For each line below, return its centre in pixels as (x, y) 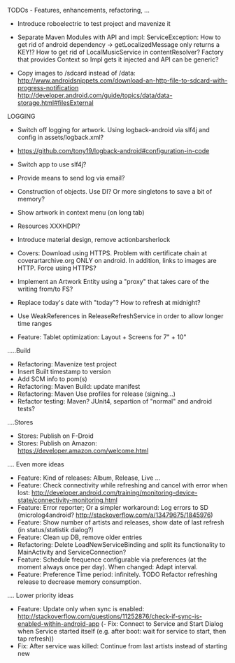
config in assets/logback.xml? (60, 137)
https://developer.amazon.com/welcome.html (83, 451)
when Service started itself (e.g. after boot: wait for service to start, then (122, 631)
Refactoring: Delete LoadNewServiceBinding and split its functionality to (121, 544)
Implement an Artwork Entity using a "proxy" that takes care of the (113, 281)
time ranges (35, 323)
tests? (26, 409)
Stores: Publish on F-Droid (56, 436)
